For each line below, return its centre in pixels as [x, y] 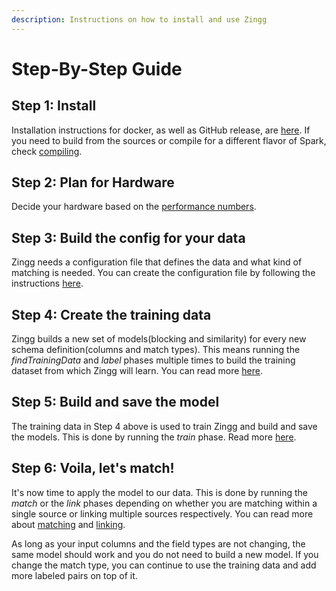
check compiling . [47, 151]
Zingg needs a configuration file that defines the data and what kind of [157, 262]
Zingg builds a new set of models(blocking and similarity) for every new [159, 339]
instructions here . [47, 283]
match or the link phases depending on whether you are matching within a [164, 503]
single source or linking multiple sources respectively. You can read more [162, 513]
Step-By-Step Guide [97, 68]
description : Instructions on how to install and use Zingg [139, 19]
